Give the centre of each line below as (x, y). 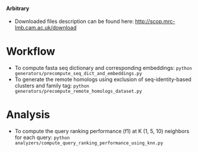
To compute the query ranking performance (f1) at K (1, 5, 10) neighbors (102, 131)
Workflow (31, 52)
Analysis (28, 115)
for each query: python (42, 138)
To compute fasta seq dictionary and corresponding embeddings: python (103, 68)
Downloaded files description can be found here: (74, 21)
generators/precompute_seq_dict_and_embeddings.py (78, 74)
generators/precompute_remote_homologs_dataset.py (78, 92)
